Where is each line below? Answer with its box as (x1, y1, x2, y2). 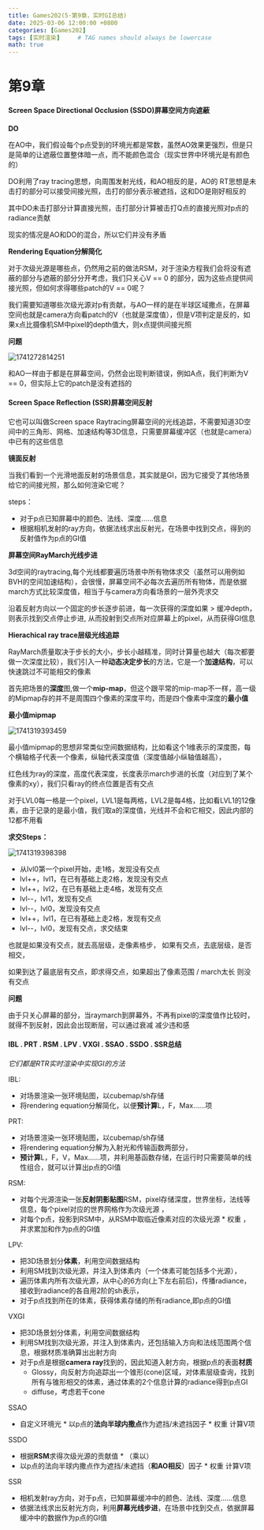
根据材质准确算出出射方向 (33, 1348, 117, 1357)
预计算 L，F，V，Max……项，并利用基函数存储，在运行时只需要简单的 (19, 1152, 245, 1162)
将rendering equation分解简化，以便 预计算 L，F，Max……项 (19, 1100, 213, 1110)
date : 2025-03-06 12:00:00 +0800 (8, 19, 118, 27)
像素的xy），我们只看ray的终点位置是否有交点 (8, 779, 154, 788)
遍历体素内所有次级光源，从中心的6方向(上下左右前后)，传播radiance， (19, 1276, 251, 1285)
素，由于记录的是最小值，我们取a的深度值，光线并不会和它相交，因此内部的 (8, 805, 254, 814)
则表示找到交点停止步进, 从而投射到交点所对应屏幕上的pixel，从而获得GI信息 (8, 613, 256, 622)
